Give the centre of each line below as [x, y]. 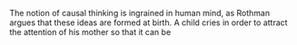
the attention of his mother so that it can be [90, 32]
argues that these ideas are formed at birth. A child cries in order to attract [148, 22]
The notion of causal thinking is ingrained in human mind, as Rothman [140, 13]
